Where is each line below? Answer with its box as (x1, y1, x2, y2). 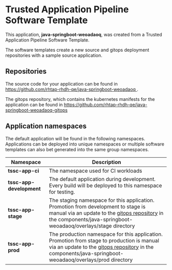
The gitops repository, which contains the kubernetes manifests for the (5, 96, 155, 102)
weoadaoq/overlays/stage (49, 222, 112, 229)
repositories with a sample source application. (5, 52, 102, 58)
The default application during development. (49, 175, 156, 182)
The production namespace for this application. (49, 231, 163, 238)
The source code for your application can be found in (5, 80, 118, 87)
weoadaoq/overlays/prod (49, 256, 110, 263)
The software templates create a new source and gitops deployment (5, 47, 149, 53)
